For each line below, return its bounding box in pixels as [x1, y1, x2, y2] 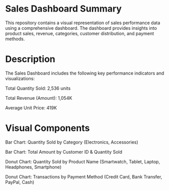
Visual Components [5, 122, 90, 134]
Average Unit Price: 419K [5, 104, 57, 111]
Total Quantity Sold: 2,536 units [5, 85, 71, 91]
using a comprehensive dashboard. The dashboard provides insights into [5, 25, 157, 31]
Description [5, 53, 55, 65]
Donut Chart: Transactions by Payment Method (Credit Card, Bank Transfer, [5, 173, 162, 179]
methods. [5, 36, 25, 42]
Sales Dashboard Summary [5, 3, 122, 15]
